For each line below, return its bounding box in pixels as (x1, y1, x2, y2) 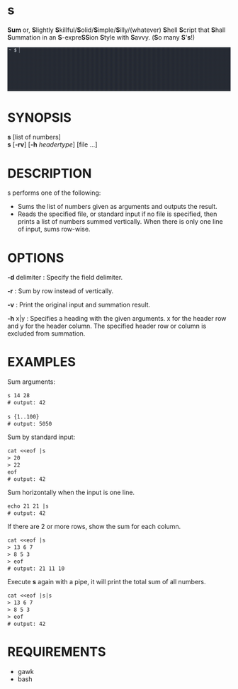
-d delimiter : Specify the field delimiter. (7, 273, 123, 282)
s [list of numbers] (7, 133, 62, 142)
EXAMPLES (7, 354, 76, 370)
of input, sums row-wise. (17, 225, 91, 234)
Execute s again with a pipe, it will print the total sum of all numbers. (7, 578, 207, 586)
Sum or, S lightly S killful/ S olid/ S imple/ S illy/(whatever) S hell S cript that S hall (7, 25, 226, 34)
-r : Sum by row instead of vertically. (7, 287, 114, 295)
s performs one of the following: (7, 188, 101, 197)
